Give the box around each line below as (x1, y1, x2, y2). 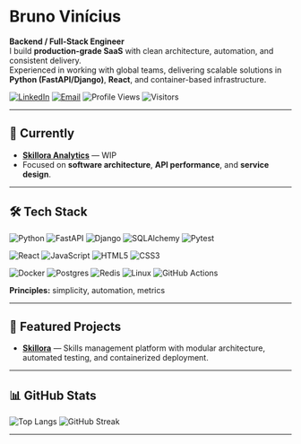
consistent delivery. (9, 55, 82, 65)
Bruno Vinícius (9, 6, 122, 27)
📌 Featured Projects (9, 318, 122, 334)
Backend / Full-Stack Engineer (9, 36, 125, 47)
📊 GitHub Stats (9, 387, 97, 403)
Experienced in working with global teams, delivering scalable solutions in (9, 65, 282, 75)
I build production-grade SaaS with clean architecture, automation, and (9, 45, 274, 56)
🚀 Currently (9, 126, 74, 141)
